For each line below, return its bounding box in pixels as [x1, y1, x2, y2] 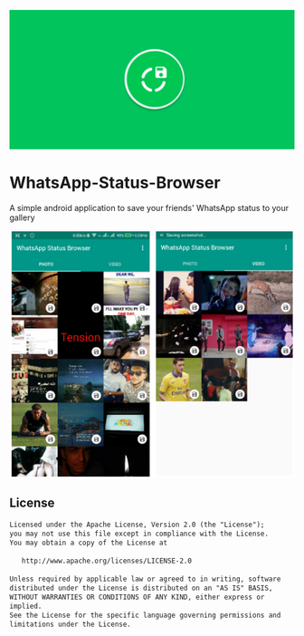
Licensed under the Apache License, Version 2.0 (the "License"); [9, 520, 265, 530]
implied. [9, 602, 43, 612]
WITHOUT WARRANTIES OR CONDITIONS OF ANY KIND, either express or [9, 593, 265, 602]
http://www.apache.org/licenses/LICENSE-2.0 [21, 556, 193, 566]
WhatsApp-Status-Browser [9, 173, 221, 193]
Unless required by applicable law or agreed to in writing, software [9, 574, 281, 584]
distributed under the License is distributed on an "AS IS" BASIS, [9, 583, 273, 593]
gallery [9, 212, 35, 223]
